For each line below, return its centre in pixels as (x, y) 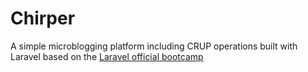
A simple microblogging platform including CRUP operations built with (154, 46)
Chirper (43, 18)
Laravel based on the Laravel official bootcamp (107, 56)
